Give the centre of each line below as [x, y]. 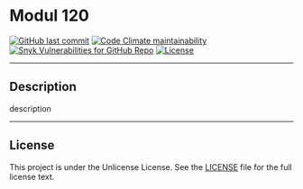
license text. [32, 176]
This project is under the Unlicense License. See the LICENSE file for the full [151, 166]
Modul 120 [50, 16]
